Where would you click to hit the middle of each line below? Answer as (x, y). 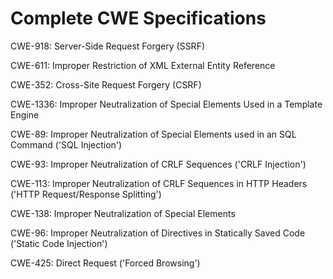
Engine (25, 114)
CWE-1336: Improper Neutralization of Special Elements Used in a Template (166, 104)
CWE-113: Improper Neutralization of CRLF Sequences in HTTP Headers (159, 183)
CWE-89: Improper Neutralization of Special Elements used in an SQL (153, 134)
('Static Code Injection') (59, 243)
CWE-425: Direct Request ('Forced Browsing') (105, 263)
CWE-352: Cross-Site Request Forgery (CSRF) (106, 84)
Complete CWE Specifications (138, 18)
